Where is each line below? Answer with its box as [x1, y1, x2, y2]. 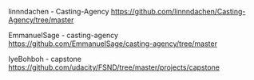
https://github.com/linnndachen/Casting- [110, 7, 246, 16]
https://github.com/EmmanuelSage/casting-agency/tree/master [8, 39, 218, 48]
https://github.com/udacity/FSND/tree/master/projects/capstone [8, 63, 220, 72]
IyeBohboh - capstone [8, 55, 82, 63]
